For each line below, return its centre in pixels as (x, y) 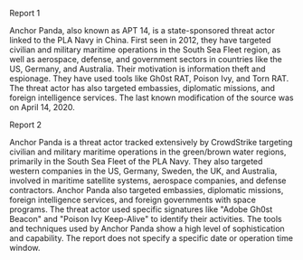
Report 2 (26, 125)
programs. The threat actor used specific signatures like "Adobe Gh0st (141, 209)
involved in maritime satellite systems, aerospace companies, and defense (148, 181)
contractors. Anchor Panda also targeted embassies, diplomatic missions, (147, 190)
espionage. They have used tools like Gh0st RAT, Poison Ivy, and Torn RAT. (149, 79)
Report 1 (25, 13)
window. (25, 248)
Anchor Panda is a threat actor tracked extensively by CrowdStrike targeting (151, 142)
